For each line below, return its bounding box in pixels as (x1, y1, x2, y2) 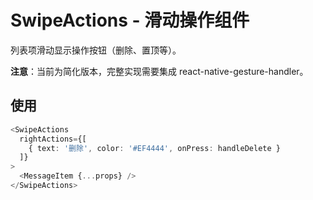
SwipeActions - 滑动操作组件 (10, 9, 250, 32)
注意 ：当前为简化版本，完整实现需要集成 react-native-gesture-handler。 (10, 65, 309, 77)
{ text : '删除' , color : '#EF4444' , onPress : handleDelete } (28, 143, 281, 153)
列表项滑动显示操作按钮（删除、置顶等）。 (10, 44, 182, 56)
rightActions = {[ (19, 134, 87, 144)
